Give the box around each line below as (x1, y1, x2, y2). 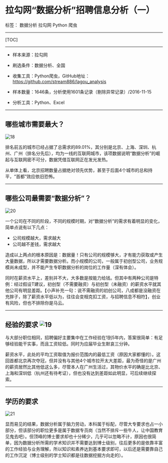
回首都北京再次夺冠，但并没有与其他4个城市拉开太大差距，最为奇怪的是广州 (5, 358, 161, 364)
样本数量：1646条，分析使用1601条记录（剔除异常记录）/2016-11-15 (12, 88, 151, 95)
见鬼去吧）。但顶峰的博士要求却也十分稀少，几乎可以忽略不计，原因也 (5, 434, 147, 440)
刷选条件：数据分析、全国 (12, 62, 65, 68)
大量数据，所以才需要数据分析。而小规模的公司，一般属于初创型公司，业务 (5, 258, 158, 264)
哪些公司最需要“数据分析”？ (5, 194, 91, 203)
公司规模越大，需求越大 (12, 235, 61, 241)
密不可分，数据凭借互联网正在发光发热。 (26, 156, 110, 162)
